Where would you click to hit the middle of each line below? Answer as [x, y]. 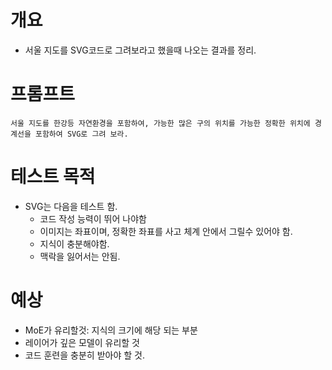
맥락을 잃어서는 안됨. [80, 256]
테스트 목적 [53, 177]
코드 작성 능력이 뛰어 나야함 [93, 218]
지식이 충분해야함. [74, 243]
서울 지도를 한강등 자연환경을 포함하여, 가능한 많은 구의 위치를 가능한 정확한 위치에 [160, 123]
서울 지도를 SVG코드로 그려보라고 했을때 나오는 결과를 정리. [140, 50]
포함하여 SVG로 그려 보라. [81, 134]
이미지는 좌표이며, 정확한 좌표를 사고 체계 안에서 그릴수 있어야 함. [166, 231]
